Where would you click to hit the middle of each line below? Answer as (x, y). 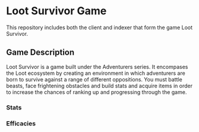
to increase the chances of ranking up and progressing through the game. (97, 92)
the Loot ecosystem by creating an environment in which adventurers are (96, 73)
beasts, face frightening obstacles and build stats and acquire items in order (99, 86)
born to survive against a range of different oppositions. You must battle (94, 79)
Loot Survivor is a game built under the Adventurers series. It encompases (97, 67)
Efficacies (21, 123)
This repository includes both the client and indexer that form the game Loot (99, 27)
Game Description (40, 53)
